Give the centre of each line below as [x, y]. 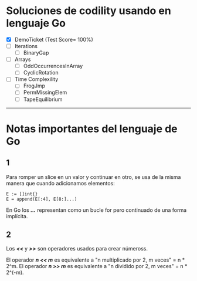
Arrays [23, 59]
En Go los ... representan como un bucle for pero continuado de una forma [96, 210]
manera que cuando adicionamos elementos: [61, 183]
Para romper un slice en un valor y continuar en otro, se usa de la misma [94, 177]
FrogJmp [34, 86]
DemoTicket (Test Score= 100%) [54, 39]
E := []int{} [22, 194]
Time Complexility [36, 79]
